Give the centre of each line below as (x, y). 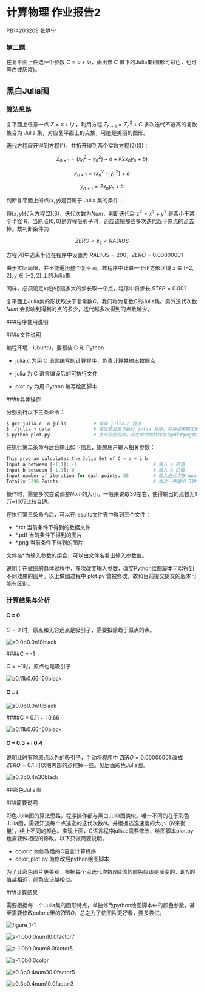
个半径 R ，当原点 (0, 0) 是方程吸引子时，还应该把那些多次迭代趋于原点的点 (98, 221)
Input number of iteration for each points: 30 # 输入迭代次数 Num (101, 476)
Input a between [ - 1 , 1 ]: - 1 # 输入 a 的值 (96, 465)
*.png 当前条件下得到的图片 (49, 542)
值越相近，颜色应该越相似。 (41, 879)
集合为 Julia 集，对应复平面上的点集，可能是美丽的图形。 (77, 133)
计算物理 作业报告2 (54, 12)
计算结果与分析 (28, 600)
